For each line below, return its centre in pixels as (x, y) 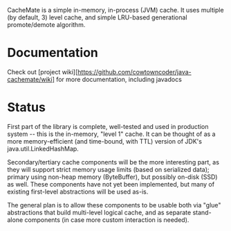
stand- (202, 212)
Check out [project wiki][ (43, 71)
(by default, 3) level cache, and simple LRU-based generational (98, 17)
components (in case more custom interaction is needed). (107, 220)
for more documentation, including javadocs (119, 79)
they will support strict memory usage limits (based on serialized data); (108, 169)
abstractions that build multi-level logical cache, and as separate (99, 212)
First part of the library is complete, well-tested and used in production (108, 126)
